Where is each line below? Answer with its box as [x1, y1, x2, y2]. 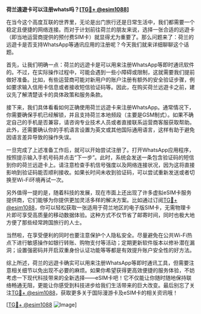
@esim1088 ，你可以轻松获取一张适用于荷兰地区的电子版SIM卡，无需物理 [6, 204, 186, 211]
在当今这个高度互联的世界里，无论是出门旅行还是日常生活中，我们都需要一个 [6, 19, 195, 26]
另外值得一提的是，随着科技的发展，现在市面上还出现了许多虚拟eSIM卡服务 [6, 189, 192, 196]
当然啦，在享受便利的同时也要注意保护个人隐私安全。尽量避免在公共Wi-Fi [6, 231, 187, 239]
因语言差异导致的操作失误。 [6, 134, 75, 141]
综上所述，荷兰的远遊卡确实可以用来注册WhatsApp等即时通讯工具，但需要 [6, 260, 190, 266]
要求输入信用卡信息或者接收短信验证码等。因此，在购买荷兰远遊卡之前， [11, 84, 190, 90]
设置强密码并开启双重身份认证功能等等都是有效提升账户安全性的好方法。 [16, 246, 195, 254]
